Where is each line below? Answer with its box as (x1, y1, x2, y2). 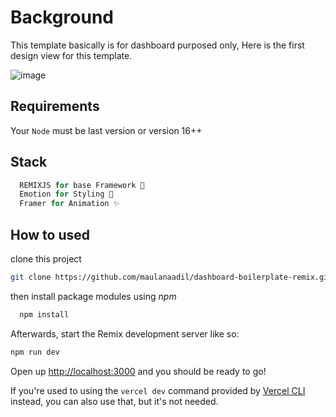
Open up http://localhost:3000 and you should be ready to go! (10, 365, 267, 377)
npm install (19, 309, 70, 320)
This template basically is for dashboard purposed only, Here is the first (10, 39, 305, 51)
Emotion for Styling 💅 (19, 189, 114, 200)
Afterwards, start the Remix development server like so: (10, 327, 240, 340)
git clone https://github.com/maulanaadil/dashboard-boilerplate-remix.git (10, 272, 333, 282)
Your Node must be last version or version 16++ (10, 124, 203, 136)
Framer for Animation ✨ (19, 199, 120, 209)
